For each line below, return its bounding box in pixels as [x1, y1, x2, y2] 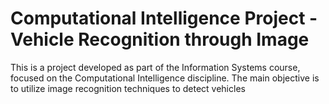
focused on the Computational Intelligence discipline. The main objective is [10, 72, 320, 84]
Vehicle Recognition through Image [10, 28, 310, 51]
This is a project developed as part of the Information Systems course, [10, 61, 301, 73]
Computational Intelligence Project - [10, 7, 318, 30]
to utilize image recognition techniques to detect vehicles [10, 82, 246, 94]
